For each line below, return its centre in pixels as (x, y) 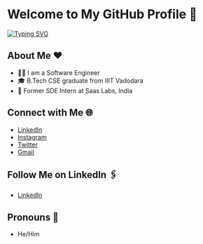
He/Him (28, 234)
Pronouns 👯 (33, 217)
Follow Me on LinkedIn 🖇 (63, 175)
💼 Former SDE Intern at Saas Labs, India (75, 90)
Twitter (28, 144)
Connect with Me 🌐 (50, 113)
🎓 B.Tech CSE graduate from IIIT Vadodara (80, 81)
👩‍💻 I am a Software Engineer (58, 72)
